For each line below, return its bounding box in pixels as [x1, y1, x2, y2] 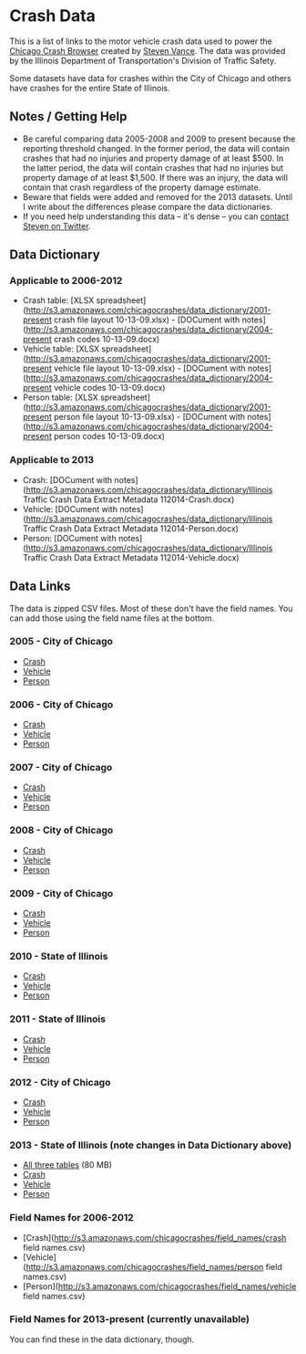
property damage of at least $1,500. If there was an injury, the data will [22, 172, 289, 183]
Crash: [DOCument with [22, 474, 113, 485]
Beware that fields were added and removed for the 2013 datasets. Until [22, 191, 293, 202]
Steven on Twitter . [22, 220, 91, 231]
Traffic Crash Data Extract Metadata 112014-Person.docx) [22, 522, 240, 534]
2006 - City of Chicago [9, 698, 114, 710]
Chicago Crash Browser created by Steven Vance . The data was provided [9, 45, 286, 56]
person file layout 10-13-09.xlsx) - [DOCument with [53, 412, 246, 423]
